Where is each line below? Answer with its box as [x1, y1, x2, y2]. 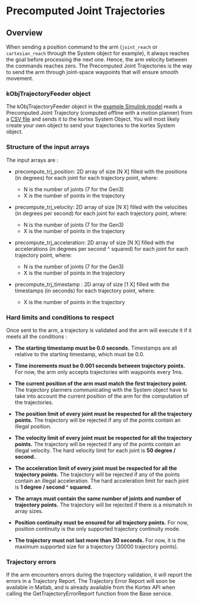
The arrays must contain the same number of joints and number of [14, 495, 181, 502]
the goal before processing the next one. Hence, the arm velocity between [6, 56, 188, 63]
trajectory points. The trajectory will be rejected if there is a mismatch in [14, 501, 193, 508]
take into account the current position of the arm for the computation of [14, 392, 189, 399]
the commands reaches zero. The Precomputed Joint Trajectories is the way [6, 62, 193, 69]
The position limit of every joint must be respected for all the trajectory [14, 410, 192, 417]
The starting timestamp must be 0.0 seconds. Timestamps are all [14, 344, 177, 352]
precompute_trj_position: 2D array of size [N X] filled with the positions [14, 167, 187, 175]
